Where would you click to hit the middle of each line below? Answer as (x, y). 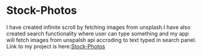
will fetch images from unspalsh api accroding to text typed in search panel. (101, 40)
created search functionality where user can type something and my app (98, 33)
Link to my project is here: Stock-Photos (56, 46)
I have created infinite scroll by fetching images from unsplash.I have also (98, 27)
